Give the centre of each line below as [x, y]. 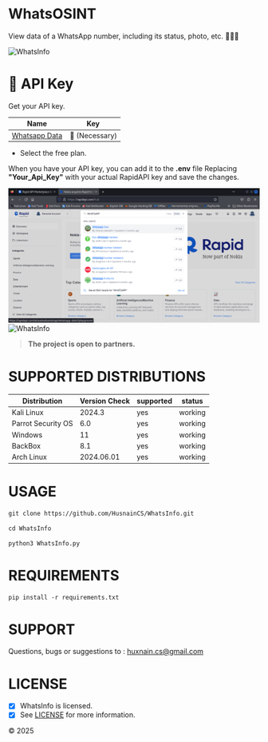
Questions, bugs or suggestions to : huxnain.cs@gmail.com [106, 652]
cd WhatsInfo [30, 529]
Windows [27, 435]
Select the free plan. [53, 154]
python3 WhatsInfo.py [44, 544]
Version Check [104, 401]
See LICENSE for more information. [77, 715]
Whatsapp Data [37, 135]
